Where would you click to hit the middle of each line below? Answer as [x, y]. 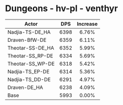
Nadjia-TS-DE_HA [29, 32]
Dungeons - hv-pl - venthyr [61, 9]
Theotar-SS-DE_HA [31, 48]
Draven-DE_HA [25, 87]
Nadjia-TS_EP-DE [29, 71]
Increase [87, 24]
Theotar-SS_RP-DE [31, 55]
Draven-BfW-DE [27, 40]
